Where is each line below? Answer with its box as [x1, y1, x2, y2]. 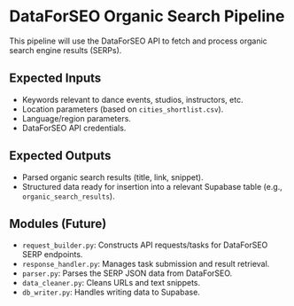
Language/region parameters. [21, 113, 131, 123]
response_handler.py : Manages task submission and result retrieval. [21, 259, 270, 270]
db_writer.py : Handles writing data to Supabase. [21, 286, 201, 298]
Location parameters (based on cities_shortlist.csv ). [21, 104, 224, 114]
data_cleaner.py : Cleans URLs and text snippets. [21, 278, 201, 288]
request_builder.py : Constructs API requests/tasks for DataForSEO [21, 239, 268, 250]
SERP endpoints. [21, 249, 83, 260]
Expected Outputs [9, 148, 112, 163]
